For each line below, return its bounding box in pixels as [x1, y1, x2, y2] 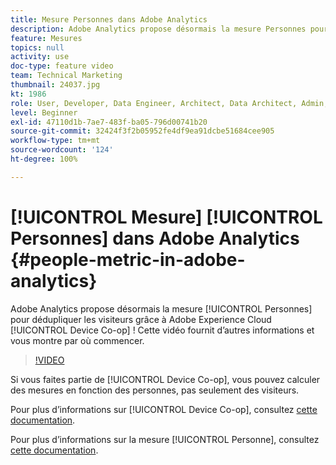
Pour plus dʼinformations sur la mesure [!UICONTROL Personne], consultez [10, 433, 320, 445]
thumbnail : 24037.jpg [10, 80, 101, 90]
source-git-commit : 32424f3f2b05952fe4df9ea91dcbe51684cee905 [10, 126, 275, 136]
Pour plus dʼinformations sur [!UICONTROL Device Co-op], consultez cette [10, 403, 318, 415]
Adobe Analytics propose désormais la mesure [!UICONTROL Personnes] [10, 302, 313, 315]
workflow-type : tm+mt [10, 136, 101, 146]
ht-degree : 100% [10, 154, 78, 164]
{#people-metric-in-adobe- [10, 248, 246, 271]
